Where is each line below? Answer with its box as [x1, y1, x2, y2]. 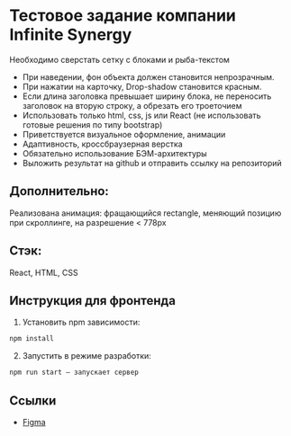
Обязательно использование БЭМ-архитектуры [22, 147, 207, 158]
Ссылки [9, 393, 57, 408]
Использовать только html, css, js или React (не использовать [22, 110, 261, 120]
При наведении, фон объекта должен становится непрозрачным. [22, 71, 275, 82]
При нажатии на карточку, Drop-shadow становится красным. [22, 81, 262, 92]
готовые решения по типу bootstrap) [22, 119, 163, 130]
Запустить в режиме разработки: [22, 351, 151, 361]
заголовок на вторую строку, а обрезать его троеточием [22, 100, 242, 111]
